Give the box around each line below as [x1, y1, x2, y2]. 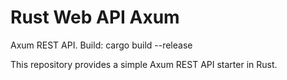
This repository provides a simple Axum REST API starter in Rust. [10, 58, 278, 70]
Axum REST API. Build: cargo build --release [10, 39, 193, 51]
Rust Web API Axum [10, 6, 180, 29]
